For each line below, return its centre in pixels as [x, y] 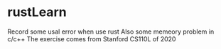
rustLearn [37, 12]
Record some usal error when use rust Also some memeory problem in [111, 31]
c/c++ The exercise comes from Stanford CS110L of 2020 [92, 38]
